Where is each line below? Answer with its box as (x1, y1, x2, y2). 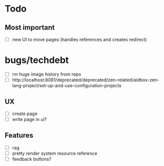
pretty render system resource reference (12, 150, 97, 156)
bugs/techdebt (5, 54, 69, 66)
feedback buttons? (12, 156, 52, 162)
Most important (5, 23, 55, 32)
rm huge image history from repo (12, 71, 81, 77)
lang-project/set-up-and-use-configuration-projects (12, 83, 122, 89)
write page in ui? (12, 117, 47, 122)
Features (5, 131, 33, 140)
